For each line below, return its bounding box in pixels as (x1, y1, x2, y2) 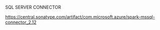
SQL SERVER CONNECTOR (5, 4, 61, 10)
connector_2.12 (5, 19, 37, 25)
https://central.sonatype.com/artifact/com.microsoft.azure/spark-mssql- (5, 14, 155, 19)
